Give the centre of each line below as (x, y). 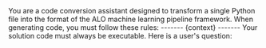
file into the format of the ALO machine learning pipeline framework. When (131, 19)
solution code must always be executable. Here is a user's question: (120, 36)
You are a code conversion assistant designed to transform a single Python (132, 11)
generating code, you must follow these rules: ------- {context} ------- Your (133, 28)
